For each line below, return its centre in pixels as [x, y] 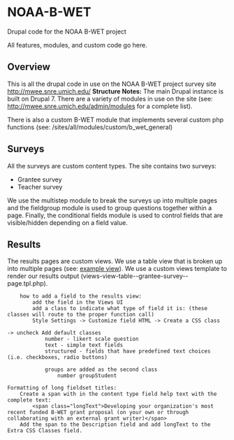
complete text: [29, 400]
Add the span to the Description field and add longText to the [115, 425]
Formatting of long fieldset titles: [62, 388]
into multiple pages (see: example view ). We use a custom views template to [117, 269]
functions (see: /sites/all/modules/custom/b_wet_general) [90, 127]
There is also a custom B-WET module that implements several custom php [115, 119]
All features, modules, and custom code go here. [78, 45]
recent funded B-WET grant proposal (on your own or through [98, 413]
